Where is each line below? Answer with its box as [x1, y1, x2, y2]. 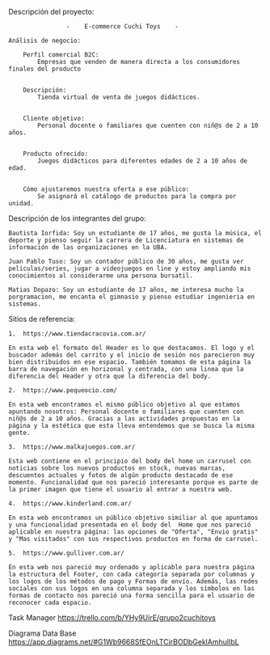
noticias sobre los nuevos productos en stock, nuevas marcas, [8, 464, 226, 472]
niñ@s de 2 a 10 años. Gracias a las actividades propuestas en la [8, 415, 241, 423]
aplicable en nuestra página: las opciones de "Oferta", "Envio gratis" [8, 528, 259, 536]
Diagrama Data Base [8, 628, 77, 638]
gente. [8, 429, 31, 437]
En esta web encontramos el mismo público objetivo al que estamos [8, 400, 241, 408]
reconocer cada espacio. [8, 598, 92, 606]
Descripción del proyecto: [8, 7, 95, 16]
